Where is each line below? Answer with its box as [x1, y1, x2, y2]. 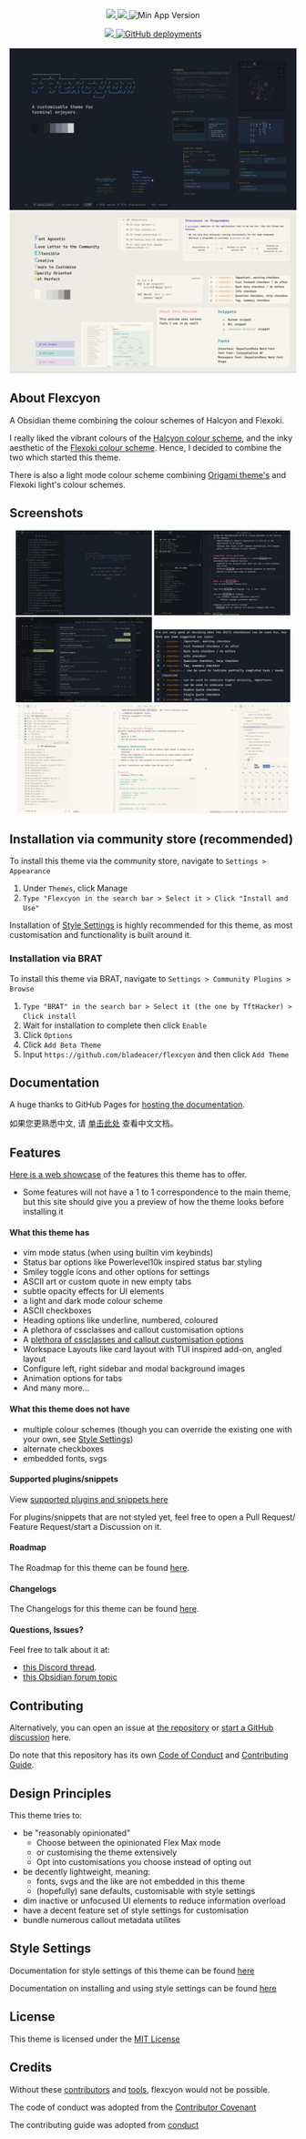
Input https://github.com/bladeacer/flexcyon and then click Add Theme [22, 1048, 290, 1060]
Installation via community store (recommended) [9, 831, 294, 847]
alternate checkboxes [22, 1443, 105, 1454]
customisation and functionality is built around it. [9, 930, 192, 941]
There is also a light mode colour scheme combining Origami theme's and [9, 469, 287, 480]
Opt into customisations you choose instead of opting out [36, 1857, 252, 1868]
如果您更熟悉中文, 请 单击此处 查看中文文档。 [9, 1118, 178, 1129]
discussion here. [9, 1732, 72, 1743]
